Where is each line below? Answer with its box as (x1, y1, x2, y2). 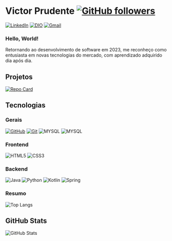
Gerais (5, 116, 22, 123)
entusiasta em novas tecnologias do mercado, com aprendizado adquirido (5, 52, 163, 59)
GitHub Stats (5, 216, 47, 226)
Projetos (5, 72, 33, 81)
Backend (5, 165, 28, 172)
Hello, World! (5, 35, 39, 42)
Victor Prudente (5, 5, 75, 17)
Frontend (5, 141, 29, 148)
